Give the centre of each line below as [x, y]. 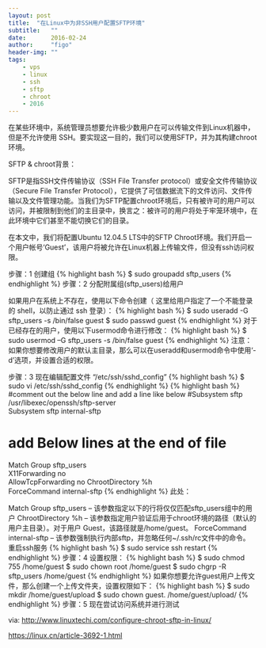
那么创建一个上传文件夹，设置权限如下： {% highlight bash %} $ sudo [136, 586]
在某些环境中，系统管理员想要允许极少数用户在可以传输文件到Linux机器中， [131, 128]
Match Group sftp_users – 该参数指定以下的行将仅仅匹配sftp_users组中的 [127, 509]
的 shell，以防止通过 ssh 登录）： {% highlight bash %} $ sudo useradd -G [129, 311]
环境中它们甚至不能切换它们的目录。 [74, 221]
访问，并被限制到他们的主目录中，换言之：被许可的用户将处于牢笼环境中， [129, 211]
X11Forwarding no [37, 474]
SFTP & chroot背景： [42, 164]
